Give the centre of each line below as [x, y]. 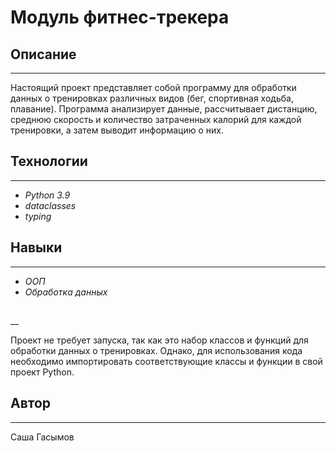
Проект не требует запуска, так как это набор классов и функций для [159, 340]
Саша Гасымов [42, 437]
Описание [43, 54]
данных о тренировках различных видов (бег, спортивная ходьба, [152, 98]
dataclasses [50, 205]
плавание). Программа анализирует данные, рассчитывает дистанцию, [164, 109]
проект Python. [42, 372]
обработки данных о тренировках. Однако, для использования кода [156, 351]
